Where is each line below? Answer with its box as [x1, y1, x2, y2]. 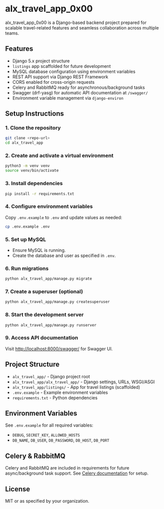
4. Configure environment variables [5, 203, 93, 210]
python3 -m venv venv [5, 163, 50, 169]
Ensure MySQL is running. [12, 247, 66, 253]
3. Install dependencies [5, 180, 63, 187]
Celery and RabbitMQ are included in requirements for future [5, 465, 130, 471]
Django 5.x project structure [12, 58, 70, 64]
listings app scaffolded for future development [12, 63, 111, 69]
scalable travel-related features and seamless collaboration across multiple [5, 24, 159, 30]
